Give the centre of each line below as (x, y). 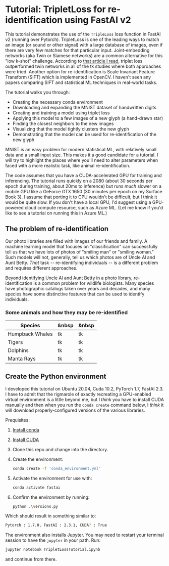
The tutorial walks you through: (38, 92)
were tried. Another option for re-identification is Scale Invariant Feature (80, 71)
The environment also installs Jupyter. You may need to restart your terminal (84, 535)
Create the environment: (38, 459)
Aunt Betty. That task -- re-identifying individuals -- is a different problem (82, 263)
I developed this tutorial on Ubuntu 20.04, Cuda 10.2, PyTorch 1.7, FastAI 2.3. (84, 388)
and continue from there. (31, 559)
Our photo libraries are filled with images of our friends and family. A (76, 241)
